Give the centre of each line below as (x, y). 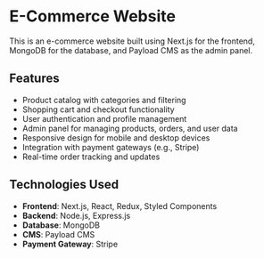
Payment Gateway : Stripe (70, 244)
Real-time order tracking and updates (91, 157)
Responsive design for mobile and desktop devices (116, 137)
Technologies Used (64, 185)
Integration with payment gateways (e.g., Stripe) (111, 147)
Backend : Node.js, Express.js (76, 215)
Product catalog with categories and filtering (104, 100)
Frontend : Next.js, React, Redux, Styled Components (120, 206)
